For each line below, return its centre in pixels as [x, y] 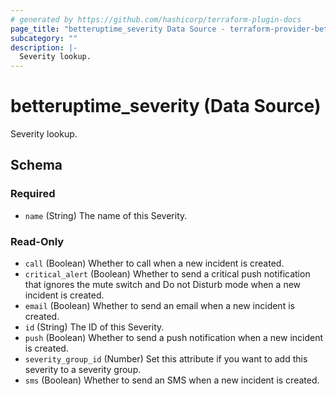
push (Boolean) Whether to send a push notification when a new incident [174, 338]
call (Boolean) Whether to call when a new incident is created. [154, 263]
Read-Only [37, 241]
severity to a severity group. [83, 370]
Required [33, 194]
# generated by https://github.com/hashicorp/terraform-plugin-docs [156, 19]
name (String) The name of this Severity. [106, 215]
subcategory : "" [44, 38]
